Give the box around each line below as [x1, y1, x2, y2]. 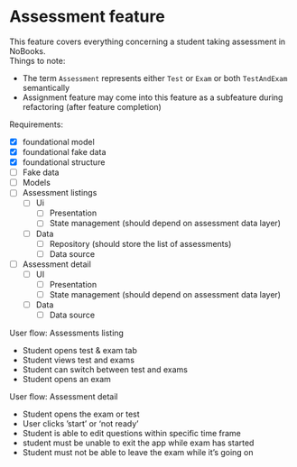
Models [22, 178, 51, 188]
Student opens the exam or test [22, 408, 140, 420]
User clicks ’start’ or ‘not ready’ [22, 418, 139, 429]
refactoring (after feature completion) [22, 101, 162, 112]
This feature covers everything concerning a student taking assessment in [9, 36, 286, 47]
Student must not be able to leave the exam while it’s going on [22, 447, 255, 458]
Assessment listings [22, 188, 97, 198]
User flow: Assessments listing [9, 327, 125, 339]
